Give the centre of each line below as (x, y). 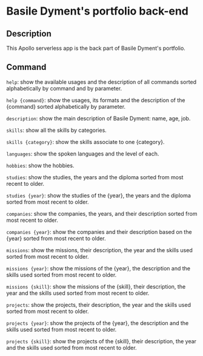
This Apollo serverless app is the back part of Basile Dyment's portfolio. (96, 48)
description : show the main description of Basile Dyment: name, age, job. (98, 118)
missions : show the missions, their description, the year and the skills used (99, 250)
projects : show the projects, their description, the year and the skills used (98, 304)
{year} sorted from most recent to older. (56, 238)
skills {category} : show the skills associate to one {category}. (85, 142)
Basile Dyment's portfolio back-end (98, 11)
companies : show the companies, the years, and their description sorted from (102, 213)
